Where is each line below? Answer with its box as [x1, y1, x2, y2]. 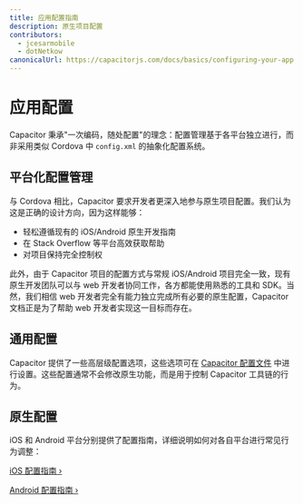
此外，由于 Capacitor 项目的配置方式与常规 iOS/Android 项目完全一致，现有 [9, 268, 291, 279]
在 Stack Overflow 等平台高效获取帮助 [22, 237, 165, 248]
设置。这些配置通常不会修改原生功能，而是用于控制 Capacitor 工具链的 [16, 369, 281, 380]
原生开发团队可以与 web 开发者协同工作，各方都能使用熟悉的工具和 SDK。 [9, 279, 288, 291]
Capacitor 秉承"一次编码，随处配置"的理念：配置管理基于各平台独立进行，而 [9, 129, 295, 140]
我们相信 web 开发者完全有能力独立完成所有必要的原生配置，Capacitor [24, 291, 288, 301]
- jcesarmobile [17, 38, 75, 48]
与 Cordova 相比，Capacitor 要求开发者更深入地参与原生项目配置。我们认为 [9, 195, 291, 206]
